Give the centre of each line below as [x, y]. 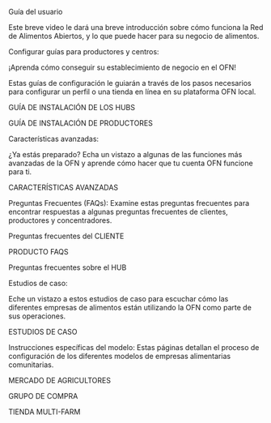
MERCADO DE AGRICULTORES [60, 380]
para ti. [20, 172]
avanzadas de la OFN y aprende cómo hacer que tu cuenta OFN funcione [131, 163]
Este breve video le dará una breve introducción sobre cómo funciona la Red [136, 27]
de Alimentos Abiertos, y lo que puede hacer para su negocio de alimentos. [134, 36]
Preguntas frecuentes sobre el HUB [68, 267]
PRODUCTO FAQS [38, 252]
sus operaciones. [37, 316]
